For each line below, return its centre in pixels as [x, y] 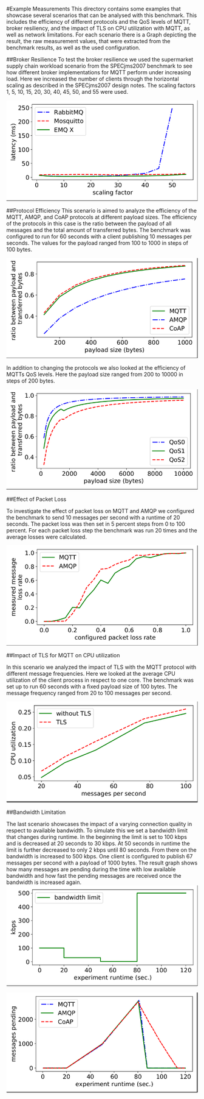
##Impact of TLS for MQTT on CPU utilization [63, 655]
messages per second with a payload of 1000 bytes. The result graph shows [102, 863]
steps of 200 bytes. [31, 381]
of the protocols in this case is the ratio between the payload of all [89, 223]
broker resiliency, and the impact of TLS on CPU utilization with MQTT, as [98, 28]
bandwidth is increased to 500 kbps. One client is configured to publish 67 [100, 856]
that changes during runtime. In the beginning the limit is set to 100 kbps [97, 836]
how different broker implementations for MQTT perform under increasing [99, 72]
